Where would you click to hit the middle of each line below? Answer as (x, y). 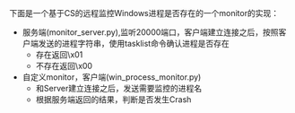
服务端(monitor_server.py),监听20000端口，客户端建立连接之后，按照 (151, 32)
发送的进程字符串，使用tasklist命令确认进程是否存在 (134, 43)
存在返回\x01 (59, 55)
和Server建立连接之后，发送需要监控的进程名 (119, 88)
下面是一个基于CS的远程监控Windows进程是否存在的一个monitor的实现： (144, 13)
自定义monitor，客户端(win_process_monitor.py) (112, 77)
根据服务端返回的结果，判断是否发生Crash (113, 100)
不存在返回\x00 (64, 66)
